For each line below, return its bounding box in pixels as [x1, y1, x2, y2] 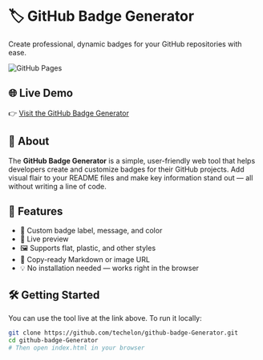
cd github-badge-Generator [8, 337, 99, 345]
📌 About [8, 135, 50, 148]
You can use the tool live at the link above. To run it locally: [8, 313, 202, 323]
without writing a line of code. [8, 181, 107, 191]
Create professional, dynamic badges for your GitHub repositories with [8, 38, 242, 49]
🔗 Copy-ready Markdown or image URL [19, 255, 151, 265]
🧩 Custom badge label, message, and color [19, 226, 163, 236]
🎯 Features [8, 204, 63, 218]
